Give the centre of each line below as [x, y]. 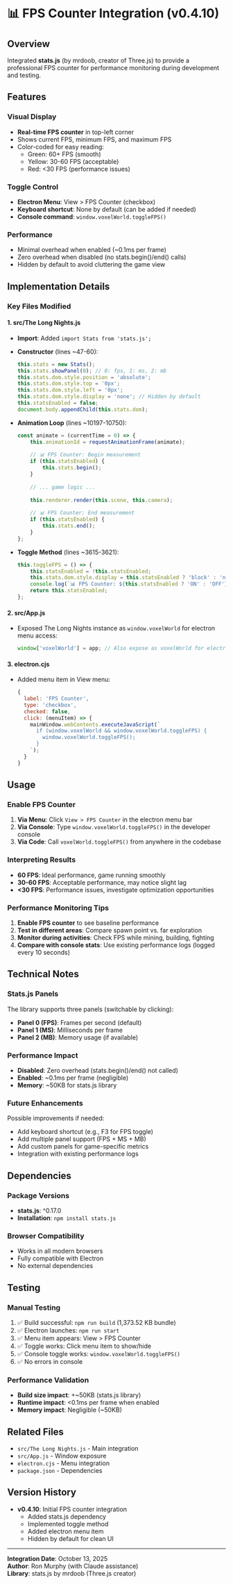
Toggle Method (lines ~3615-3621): [68, 552]
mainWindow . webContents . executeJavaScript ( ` [95, 724]
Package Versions [38, 1195]
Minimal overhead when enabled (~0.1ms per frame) [92, 250]
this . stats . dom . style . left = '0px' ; [70, 390]
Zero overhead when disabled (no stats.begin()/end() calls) [102, 257]
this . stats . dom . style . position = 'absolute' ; [84, 377]
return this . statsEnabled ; [69, 591]
